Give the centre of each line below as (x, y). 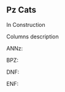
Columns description (33, 37)
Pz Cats (21, 10)
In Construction (26, 24)
